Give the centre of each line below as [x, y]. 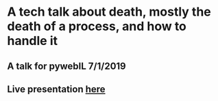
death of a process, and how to [97, 26]
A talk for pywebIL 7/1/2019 [66, 66]
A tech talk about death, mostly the [109, 12]
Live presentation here [56, 89]
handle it [33, 41]
